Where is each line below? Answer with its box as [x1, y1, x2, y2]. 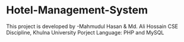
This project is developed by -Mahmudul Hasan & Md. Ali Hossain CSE [6, 23, 179, 30]
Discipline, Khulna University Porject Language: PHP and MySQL [6, 29, 164, 36]
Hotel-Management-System [6, 3, 148, 17]
